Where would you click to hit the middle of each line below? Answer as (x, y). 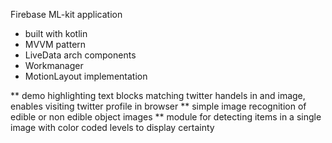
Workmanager (54, 65)
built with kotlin (56, 33)
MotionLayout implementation (86, 76)
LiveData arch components (80, 55)
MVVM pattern (55, 44)
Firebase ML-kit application (66, 14)
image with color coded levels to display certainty (112, 127)
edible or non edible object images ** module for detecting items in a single (166, 117)
